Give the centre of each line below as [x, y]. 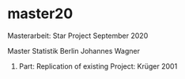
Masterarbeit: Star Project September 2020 [78, 36]
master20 [40, 14]
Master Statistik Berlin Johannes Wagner [74, 51]
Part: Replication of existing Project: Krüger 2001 [98, 66]
